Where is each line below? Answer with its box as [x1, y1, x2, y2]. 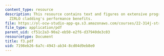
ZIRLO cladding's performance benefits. [9, 16, 93, 21]
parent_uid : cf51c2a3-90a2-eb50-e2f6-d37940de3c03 [5, 30, 110, 35]
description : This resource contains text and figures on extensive [5, 12, 147, 17]
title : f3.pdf [5, 39, 34, 44]
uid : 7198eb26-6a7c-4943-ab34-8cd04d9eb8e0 [5, 43, 95, 48]
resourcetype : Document [5, 35, 54, 39]
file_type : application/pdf [5, 25, 62, 30]
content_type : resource [5, 7, 54, 12]
